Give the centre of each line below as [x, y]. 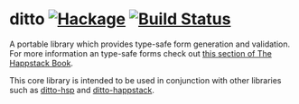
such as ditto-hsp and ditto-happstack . [82, 90]
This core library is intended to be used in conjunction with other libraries [145, 80]
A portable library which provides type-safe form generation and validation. [150, 44]
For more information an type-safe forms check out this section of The [141, 53]
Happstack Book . [42, 63]
